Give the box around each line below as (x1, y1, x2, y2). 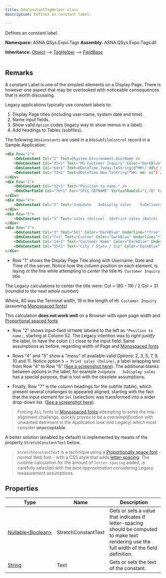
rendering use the (109, 538, 151, 545)
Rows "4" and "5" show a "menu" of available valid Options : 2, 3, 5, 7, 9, (12, 353, 159, 359)
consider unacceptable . (17, 424, 67, 430)
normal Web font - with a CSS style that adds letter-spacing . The (17, 454, 150, 460)
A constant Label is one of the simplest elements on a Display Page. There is (5, 82, 161, 88)
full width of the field (109, 544, 158, 551)
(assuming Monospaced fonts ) (5, 303, 68, 309)
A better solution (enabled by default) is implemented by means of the (5, 434, 148, 440)
